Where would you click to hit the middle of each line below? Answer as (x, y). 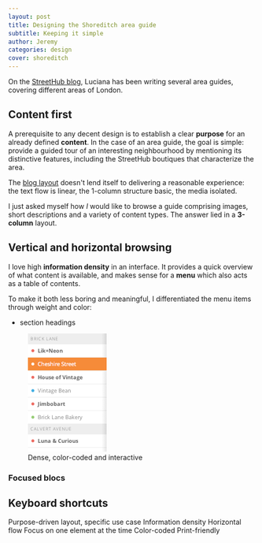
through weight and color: (50, 307)
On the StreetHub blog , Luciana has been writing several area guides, (121, 82)
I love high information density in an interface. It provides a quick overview (131, 266)
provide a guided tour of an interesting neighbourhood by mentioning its (125, 151)
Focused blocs (37, 478)
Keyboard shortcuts (58, 503)
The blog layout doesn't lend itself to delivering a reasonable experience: (127, 182)
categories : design (40, 50)
